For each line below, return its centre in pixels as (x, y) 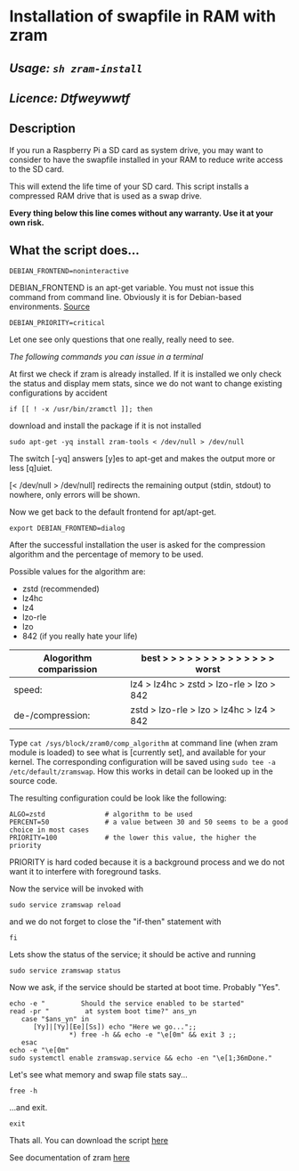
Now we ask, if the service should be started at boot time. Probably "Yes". (145, 987)
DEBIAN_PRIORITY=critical (57, 322)
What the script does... (74, 251)
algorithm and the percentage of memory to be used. (106, 554)
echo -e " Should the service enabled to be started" (127, 1004)
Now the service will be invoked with (77, 889)
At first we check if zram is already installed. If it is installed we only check (145, 374)
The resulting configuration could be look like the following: (118, 798)
